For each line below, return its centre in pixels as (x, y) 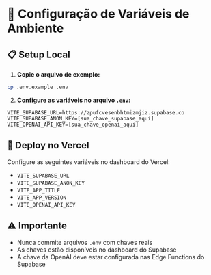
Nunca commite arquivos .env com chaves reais (85, 242)
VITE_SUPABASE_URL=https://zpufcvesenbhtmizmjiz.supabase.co (96, 112)
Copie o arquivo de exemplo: (58, 74)
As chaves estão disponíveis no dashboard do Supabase (97, 250)
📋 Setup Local (39, 54)
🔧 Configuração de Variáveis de (98, 14)
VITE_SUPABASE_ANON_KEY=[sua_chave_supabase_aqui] (81, 118)
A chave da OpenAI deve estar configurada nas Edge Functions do (111, 257)
